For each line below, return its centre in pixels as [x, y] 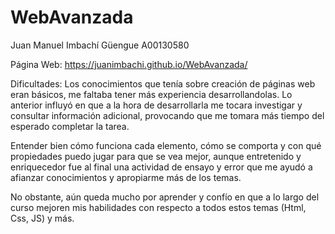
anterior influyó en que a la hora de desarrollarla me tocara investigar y [156, 105]
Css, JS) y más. [42, 218]
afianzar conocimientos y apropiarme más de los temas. [126, 177]
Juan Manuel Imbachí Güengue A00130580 [100, 45]
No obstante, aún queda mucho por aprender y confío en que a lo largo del [165, 197]
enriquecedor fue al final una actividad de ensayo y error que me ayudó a [161, 167]
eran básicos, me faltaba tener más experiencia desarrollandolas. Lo [151, 94]
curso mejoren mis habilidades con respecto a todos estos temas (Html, [158, 207]
